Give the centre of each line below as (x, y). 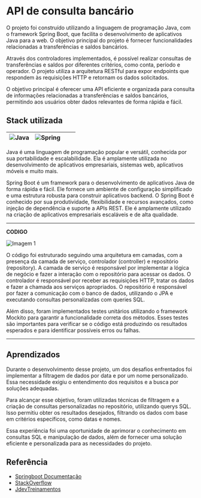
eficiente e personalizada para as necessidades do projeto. (79, 443)
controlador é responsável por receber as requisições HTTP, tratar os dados (100, 280)
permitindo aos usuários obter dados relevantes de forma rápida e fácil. (95, 102)
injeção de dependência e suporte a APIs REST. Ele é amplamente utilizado (99, 208)
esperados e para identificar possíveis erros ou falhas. (73, 330)
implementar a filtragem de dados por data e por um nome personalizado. (97, 375)
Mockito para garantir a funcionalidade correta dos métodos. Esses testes (97, 317)
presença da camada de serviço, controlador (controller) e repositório (92, 261)
